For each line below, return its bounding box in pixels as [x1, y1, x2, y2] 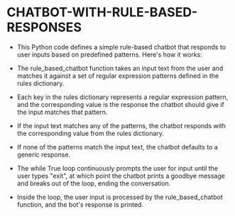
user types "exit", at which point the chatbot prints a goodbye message [16, 171, 225, 180]
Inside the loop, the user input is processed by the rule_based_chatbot [16, 193, 223, 201]
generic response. [16, 150, 71, 159]
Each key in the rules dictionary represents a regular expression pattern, [16, 93, 229, 101]
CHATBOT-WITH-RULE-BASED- [6, 4, 198, 21]
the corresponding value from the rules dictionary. [16, 129, 165, 137]
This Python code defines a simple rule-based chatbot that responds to [16, 42, 226, 51]
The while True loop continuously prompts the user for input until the [16, 164, 218, 172]
